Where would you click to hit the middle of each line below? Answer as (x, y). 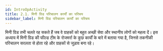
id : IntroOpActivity (26, 9)
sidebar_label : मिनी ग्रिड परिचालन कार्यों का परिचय (47, 18)
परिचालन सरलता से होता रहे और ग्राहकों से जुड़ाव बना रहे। (50, 43)
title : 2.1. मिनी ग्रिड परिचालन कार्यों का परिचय (44, 14)
